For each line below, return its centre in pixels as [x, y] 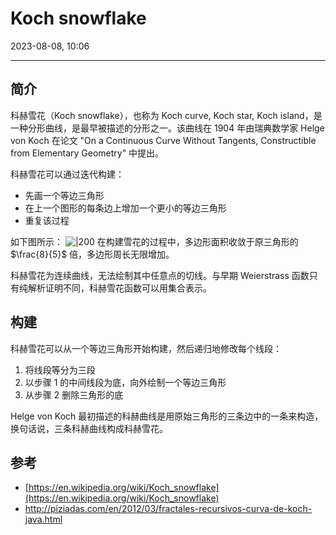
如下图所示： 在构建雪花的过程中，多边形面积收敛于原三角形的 [154, 241]
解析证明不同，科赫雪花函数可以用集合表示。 [119, 288]
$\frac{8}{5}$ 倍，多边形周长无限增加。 [92, 254]
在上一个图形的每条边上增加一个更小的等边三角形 [125, 208]
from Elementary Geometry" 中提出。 [87, 153]
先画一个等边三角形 [64, 195]
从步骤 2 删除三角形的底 [74, 394]
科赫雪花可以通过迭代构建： [67, 174]
